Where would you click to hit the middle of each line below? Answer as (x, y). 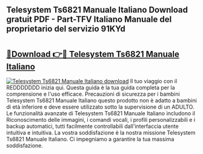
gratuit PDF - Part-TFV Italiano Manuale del (89, 20)
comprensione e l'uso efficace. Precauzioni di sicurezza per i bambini (93, 94)
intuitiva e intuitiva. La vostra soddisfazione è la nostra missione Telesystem (101, 132)
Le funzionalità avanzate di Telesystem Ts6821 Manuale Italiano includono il (101, 113)
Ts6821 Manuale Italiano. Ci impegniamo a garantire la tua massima (90, 139)
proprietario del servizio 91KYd (66, 29)
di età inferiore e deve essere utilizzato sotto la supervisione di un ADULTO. (100, 107)
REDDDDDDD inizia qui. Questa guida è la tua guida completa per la (91, 88)
